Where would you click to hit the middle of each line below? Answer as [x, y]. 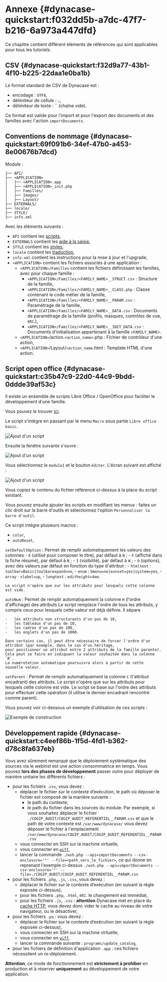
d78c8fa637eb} [30, 749]
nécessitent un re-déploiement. [45, 954]
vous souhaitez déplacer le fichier [62, 813]
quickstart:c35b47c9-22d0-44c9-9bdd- [70, 376]
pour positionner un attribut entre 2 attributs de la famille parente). [83, 650]
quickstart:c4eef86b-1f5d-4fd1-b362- [67, 741]
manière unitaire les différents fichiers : [45, 777]
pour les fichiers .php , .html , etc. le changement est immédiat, [84, 895]
